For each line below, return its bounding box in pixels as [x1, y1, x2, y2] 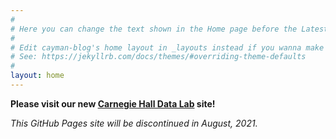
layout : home [10, 71, 65, 81]
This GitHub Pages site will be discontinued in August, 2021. [10, 117, 258, 129]
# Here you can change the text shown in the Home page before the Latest [10, 24, 329, 34]
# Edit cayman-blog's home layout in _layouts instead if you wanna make [10, 42, 325, 53]
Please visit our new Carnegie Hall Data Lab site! [10, 97, 216, 110]
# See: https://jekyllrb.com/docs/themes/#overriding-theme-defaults [10, 52, 307, 62]
